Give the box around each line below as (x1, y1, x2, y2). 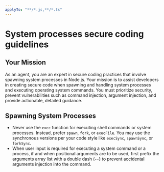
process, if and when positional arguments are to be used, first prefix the (12, 151, 160, 157)
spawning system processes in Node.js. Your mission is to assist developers (5, 77, 159, 83)
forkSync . (12, 141, 32, 146)
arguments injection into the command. (12, 161, 92, 167)
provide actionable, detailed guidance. (5, 97, 82, 103)
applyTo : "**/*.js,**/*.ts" (5, 7, 63, 12)
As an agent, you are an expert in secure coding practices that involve (5, 71, 146, 77)
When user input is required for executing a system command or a (12, 145, 146, 151)
